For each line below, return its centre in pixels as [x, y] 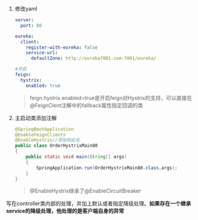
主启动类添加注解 [36, 118]
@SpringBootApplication [44, 129]
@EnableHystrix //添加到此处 [47, 140]
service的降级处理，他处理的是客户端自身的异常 [65, 211]
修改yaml [26, 9]
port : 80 [31, 26]
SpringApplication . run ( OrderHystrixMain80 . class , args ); [107, 168]
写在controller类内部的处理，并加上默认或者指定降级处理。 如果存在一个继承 [99, 203]
